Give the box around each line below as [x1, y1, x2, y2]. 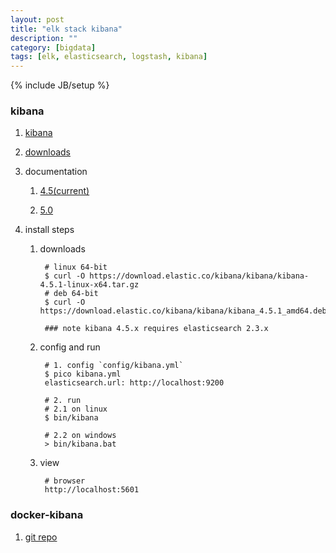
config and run [39, 341, 101, 353]
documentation [24, 166, 88, 178]
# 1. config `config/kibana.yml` [44, 361, 184, 371]
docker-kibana [10, 508, 84, 522]
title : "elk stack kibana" [10, 24, 123, 34]
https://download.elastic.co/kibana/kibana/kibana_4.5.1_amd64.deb [39, 306, 327, 316]
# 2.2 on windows [44, 431, 117, 441]
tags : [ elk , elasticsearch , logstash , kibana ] [10, 52, 208, 62]
